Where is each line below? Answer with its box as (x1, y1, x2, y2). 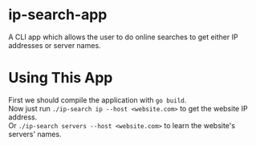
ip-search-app (8, 6, 108, 24)
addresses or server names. (8, 40, 102, 50)
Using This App (8, 69, 113, 87)
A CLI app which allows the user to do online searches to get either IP (8, 32, 238, 42)
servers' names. (8, 129, 62, 139)
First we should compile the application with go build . (8, 95, 187, 105)
